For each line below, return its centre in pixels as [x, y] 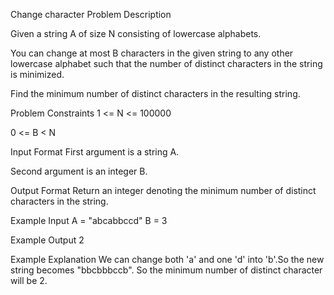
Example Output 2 [47, 240]
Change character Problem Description [91, 14]
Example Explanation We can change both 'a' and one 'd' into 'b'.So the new [167, 259]
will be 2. [29, 280]
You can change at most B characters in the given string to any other [152, 53]
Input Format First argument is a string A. [95, 152]
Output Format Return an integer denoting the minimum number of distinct [163, 190]
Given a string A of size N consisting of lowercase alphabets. [136, 33]
